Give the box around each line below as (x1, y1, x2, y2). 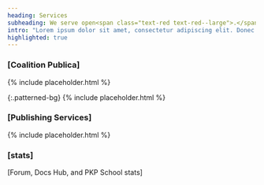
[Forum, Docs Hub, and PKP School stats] (7, 168, 143, 177)
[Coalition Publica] (7, 60, 80, 71)
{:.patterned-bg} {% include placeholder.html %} (7, 92, 166, 102)
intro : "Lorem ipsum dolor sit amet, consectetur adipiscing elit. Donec (7, 26, 255, 34)
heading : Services (7, 11, 68, 20)
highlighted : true (7, 33, 68, 42)
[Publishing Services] (7, 112, 92, 123)
